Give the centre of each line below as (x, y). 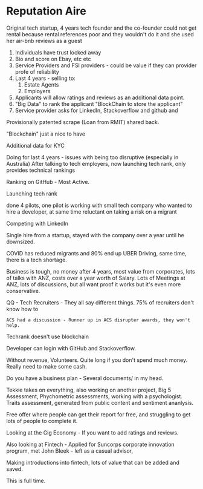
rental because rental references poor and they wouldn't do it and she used (100, 34)
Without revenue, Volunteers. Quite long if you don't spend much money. (97, 360)
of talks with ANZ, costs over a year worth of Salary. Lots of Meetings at (96, 278)
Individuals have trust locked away (58, 52)
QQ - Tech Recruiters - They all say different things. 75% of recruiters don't (100, 302)
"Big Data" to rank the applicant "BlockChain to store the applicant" (99, 103)
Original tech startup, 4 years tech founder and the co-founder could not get (101, 28)
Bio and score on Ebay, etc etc (53, 59)
